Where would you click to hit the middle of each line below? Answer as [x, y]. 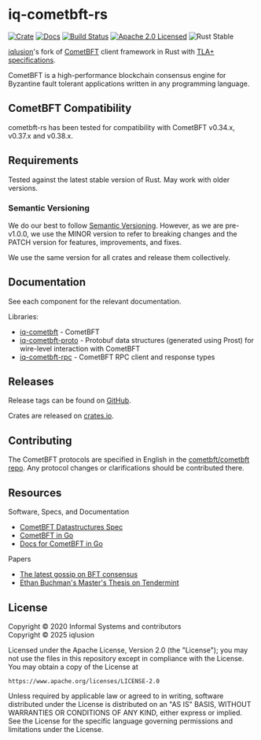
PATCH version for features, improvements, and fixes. [95, 242]
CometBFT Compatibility [70, 108]
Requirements [43, 160]
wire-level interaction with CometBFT [80, 348]
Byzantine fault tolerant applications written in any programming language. [129, 84]
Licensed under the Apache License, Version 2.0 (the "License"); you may [128, 650]
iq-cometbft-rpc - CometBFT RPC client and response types [117, 357]
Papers [20, 559]
